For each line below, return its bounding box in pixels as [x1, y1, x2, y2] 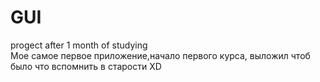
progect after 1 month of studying [10, 39, 148, 51]
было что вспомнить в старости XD [10, 60, 162, 72]
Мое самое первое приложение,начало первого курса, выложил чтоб [10, 49, 311, 61]
